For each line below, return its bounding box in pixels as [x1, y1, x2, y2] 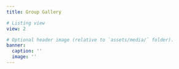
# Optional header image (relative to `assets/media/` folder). [6, 37, 174, 43]
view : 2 [6, 26, 26, 32]
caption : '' [12, 48, 43, 54]
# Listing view [6, 20, 45, 26]
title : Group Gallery [6, 9, 62, 15]
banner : [6, 42, 26, 49]
